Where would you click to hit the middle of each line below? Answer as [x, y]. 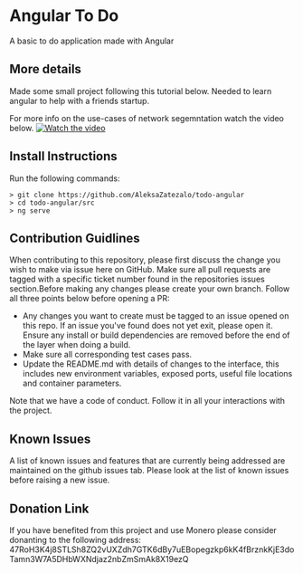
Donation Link [49, 508]
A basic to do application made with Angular [92, 41]
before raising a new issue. [60, 480]
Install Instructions [63, 156]
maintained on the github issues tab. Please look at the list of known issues [149, 471]
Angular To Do [64, 16]
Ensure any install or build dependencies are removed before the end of [156, 335]
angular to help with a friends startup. [80, 100]
